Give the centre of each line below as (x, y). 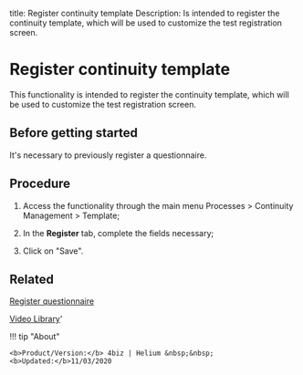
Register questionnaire (52, 301)
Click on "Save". (53, 251)
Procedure (40, 184)
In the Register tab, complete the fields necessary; (118, 233)
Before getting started (74, 133)
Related (32, 279)
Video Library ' (36, 319)
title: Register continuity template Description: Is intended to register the (145, 13)
